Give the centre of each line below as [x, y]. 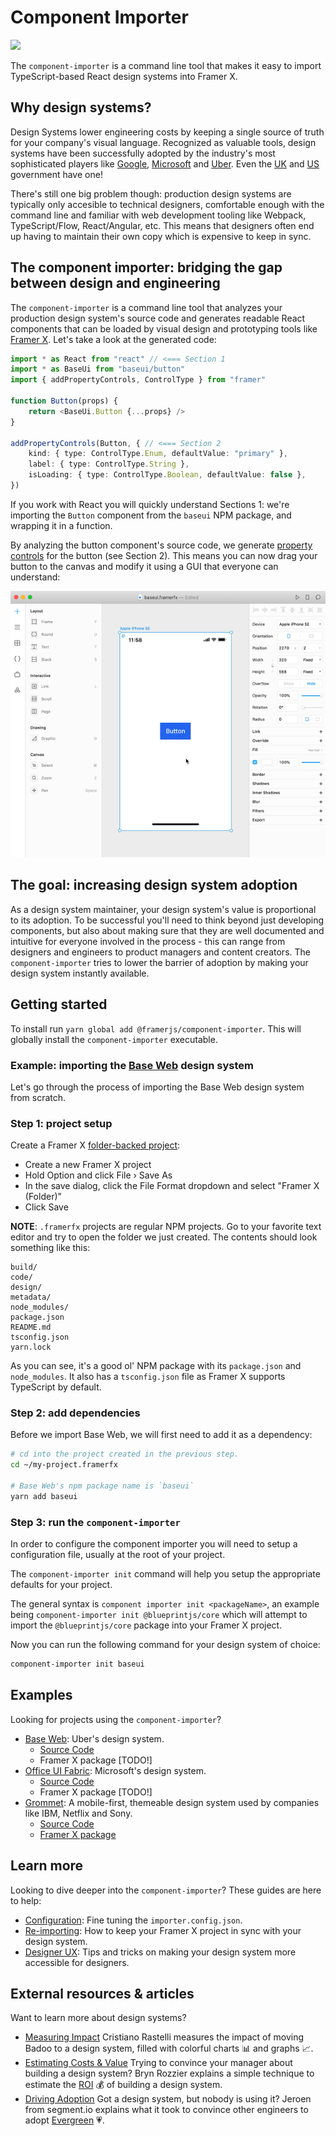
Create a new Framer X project [88, 1165]
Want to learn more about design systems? [98, 2018]
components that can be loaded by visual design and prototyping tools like [164, 328]
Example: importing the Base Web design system [132, 1065]
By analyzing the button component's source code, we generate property [161, 545]
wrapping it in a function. [61, 525]
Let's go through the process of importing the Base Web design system [157, 1087]
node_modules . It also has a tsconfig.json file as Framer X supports [148, 1377]
